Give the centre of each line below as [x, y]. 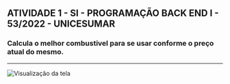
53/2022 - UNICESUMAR [61, 24]
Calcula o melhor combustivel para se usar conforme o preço [111, 44]
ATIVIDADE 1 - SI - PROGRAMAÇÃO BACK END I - [113, 13]
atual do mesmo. [35, 52]
